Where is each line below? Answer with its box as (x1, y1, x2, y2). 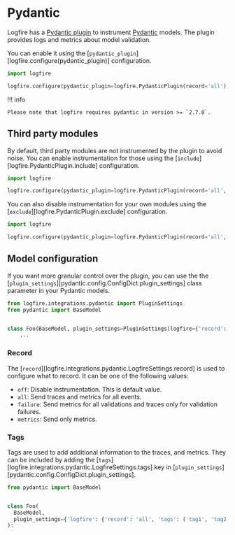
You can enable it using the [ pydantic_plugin (7, 49, 136, 57)
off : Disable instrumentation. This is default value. (17, 385, 162, 393)
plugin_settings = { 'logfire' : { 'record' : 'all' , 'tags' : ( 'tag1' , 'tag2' (13, 515, 230, 522)
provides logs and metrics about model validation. (7, 35, 152, 43)
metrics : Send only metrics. (17, 415, 97, 423)
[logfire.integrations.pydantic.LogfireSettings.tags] (7, 463, 153, 471)
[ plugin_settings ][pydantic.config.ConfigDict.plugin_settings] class (7, 278, 203, 287)
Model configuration (7, 253, 99, 265)
